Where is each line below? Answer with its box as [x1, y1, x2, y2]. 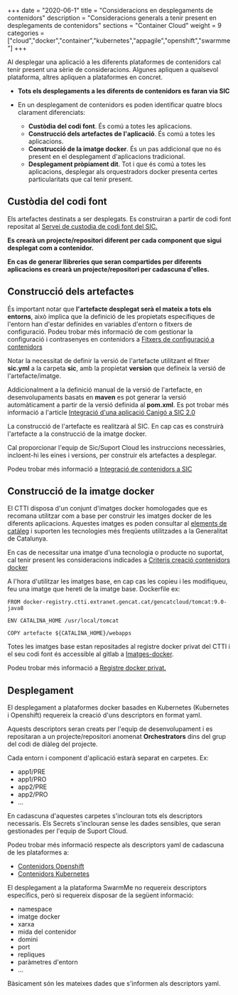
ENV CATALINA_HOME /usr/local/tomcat [7, 617, 119, 625]
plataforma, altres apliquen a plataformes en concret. [7, 73, 163, 81]
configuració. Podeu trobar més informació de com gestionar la [7, 327, 193, 336]
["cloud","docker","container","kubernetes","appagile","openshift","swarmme [7, 36, 231, 45]
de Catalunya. [7, 534, 48, 543]
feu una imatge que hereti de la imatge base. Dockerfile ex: [7, 585, 180, 593]
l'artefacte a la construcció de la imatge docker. [7, 429, 147, 438]
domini [17, 935, 38, 944]
